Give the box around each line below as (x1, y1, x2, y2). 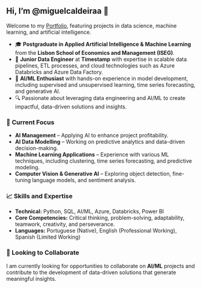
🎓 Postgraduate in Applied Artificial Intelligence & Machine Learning (14, 40, 191, 48)
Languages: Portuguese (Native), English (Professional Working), (14, 227, 177, 234)
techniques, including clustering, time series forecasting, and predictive (14, 157, 192, 164)
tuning (14, 177, 31, 184)
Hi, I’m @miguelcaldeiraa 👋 (6, 6, 109, 16)
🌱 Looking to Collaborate (6, 248, 80, 257)
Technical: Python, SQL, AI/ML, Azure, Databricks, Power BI (14, 208, 164, 215)
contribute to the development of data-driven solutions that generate (6, 269, 176, 276)
